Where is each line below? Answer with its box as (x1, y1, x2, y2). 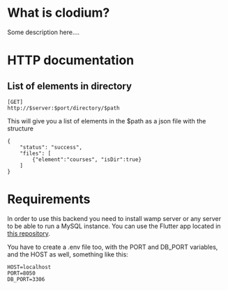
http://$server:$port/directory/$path (7, 105, 120, 112)
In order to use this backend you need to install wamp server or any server (7, 214, 222, 222)
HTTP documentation (7, 52, 135, 68)
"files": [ (20, 150, 52, 157)
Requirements (7, 192, 91, 207)
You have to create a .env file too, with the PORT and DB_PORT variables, (7, 243, 218, 251)
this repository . (7, 229, 51, 238)
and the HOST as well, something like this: (7, 250, 129, 259)
